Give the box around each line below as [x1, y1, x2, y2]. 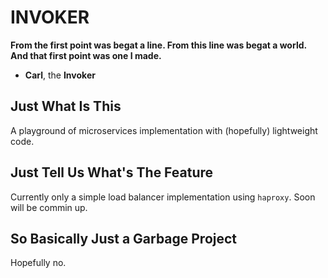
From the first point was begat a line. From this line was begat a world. [10, 39, 307, 51]
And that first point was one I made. [10, 49, 162, 61]
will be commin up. [10, 201, 88, 213]
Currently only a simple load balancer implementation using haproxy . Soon [10, 191, 316, 203]
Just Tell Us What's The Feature [10, 164, 214, 181]
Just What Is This [10, 98, 122, 115]
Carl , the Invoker [24, 69, 96, 81]
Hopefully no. [10, 257, 67, 269]
